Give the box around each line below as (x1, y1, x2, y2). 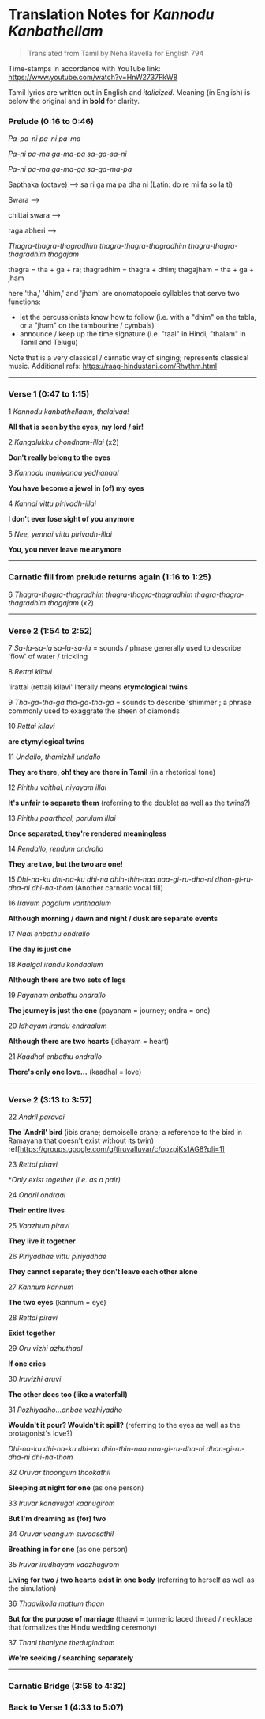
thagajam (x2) (47, 598, 95, 607)
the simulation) (8, 1584, 57, 1593)
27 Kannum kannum (8, 1282, 73, 1292)
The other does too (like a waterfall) (8, 1390, 128, 1399)
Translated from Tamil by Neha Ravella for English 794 (27, 48, 204, 58)
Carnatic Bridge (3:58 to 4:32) (8, 1680, 126, 1691)
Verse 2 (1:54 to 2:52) (8, 625, 93, 636)
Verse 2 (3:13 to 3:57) (8, 1095, 92, 1106)
